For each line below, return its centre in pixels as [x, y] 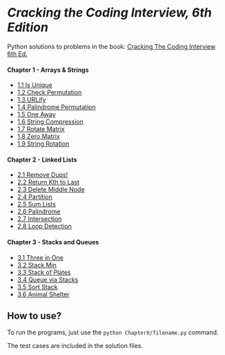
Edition [28, 27]
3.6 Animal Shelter [43, 294]
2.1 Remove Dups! [42, 175]
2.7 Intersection [39, 219]
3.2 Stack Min [37, 265]
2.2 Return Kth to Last [48, 182]
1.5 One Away [37, 115]
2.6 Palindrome [39, 211]
